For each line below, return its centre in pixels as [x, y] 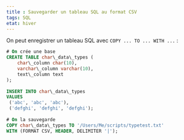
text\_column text [40, 74]
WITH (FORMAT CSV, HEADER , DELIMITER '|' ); [62, 131]
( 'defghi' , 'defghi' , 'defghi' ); [51, 108]
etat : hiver [21, 23]
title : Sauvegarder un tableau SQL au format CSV [72, 12]
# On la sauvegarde [31, 119]
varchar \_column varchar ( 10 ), [56, 69]
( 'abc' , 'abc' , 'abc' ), [39, 103]
